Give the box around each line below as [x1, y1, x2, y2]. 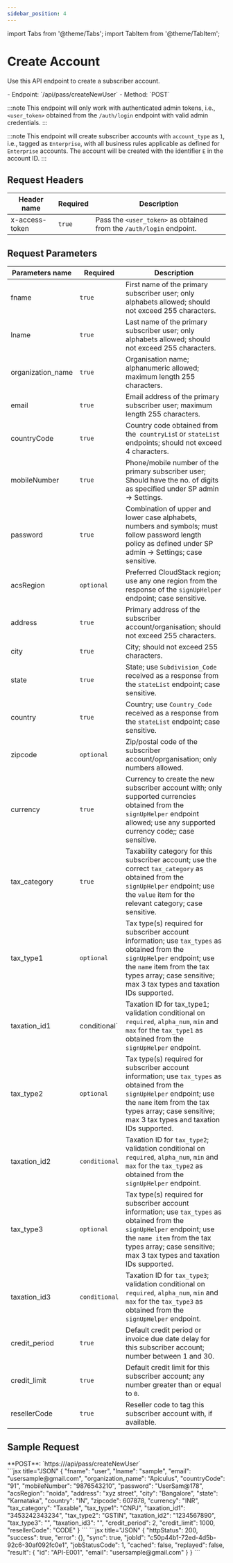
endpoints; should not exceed [126, 438, 222, 448]
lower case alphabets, [126, 512, 198, 522]
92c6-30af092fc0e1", [7, 1541, 69, 1549]
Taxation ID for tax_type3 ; [126, 1270, 209, 1280]
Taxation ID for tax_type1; [126, 999, 209, 1009]
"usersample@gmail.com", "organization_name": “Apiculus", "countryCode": [7, 1475, 225, 1482]
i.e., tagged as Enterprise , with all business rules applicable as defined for [7, 139, 220, 147]
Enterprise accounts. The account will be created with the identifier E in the [7, 147, 224, 155]
